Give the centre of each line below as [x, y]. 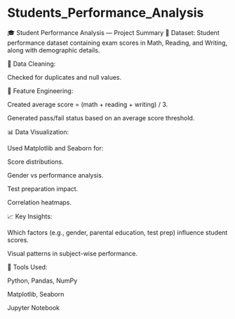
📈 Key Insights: [30, 216]
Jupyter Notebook [34, 307]
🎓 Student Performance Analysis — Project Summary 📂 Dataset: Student [113, 32]
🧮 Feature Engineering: [40, 91]
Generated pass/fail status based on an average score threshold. [101, 118]
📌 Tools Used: [27, 267]
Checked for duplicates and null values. [65, 77]
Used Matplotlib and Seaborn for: [55, 148]
